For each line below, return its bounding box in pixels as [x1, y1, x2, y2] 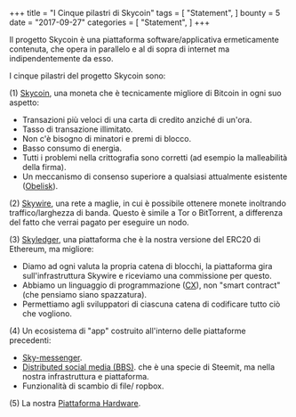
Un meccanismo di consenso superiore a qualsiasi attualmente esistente [21, 171, 288, 182]
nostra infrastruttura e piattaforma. [21, 372, 149, 381]
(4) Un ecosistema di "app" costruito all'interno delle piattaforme [9, 325, 246, 336]
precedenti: [9, 335, 52, 346]
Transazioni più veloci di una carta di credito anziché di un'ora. [21, 115, 252, 125]
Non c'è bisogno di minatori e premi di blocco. [21, 134, 192, 143]
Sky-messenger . [21, 352, 83, 363]
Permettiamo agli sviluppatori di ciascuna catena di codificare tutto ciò [21, 298, 281, 309]
